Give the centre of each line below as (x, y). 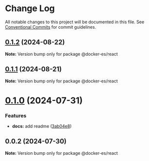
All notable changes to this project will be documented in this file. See (75, 22)
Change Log (30, 8)
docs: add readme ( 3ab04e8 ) (42, 126)
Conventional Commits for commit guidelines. (50, 27)
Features (16, 115)
